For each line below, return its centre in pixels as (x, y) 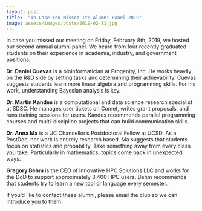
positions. (18, 60)
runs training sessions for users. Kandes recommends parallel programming (101, 115)
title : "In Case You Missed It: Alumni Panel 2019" (74, 18)
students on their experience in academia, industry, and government (91, 53)
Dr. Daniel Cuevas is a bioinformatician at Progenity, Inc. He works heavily (99, 71)
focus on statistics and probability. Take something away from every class (99, 146)
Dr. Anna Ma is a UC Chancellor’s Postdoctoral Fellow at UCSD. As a (91, 133)
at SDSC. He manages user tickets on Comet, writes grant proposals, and (98, 109)
